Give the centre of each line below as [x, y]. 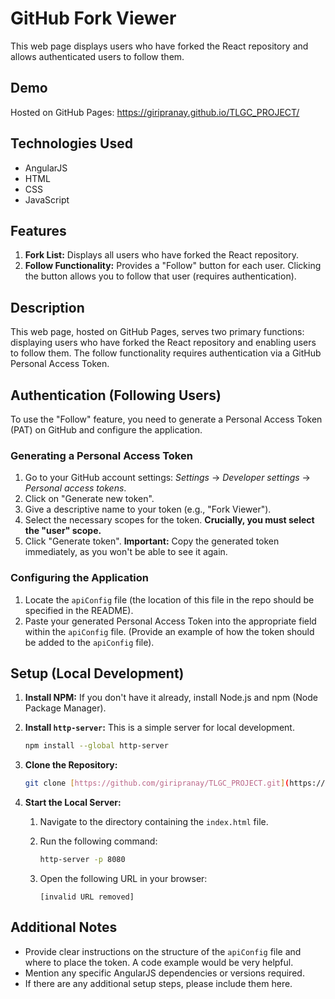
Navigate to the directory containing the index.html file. [154, 822]
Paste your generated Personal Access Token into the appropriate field [170, 621]
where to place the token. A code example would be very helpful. [159, 962]
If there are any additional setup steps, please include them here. [158, 983]
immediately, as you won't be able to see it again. [126, 552]
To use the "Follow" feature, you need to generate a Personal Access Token [166, 419]
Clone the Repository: [71, 765]
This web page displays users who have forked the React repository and [159, 46]
